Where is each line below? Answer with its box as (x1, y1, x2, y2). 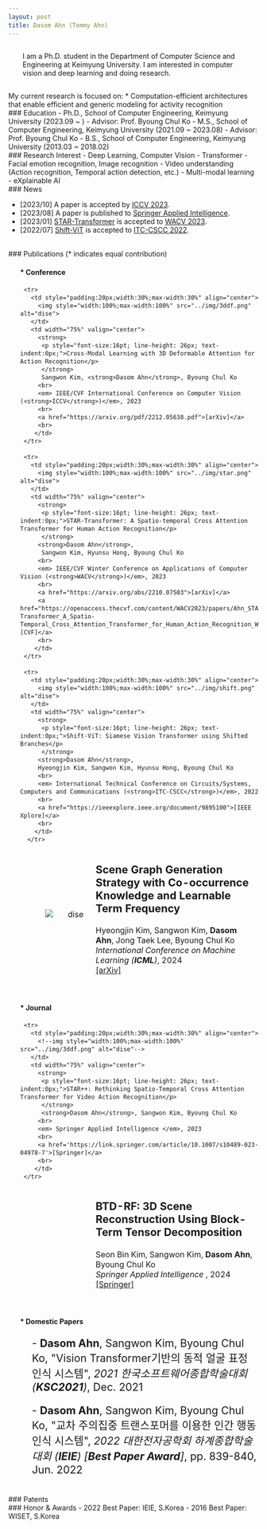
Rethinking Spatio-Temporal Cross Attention (95, 1085, 245, 1093)
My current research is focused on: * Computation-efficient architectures (8, 92, 248, 101)
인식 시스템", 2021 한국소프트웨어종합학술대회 (31, 1366, 248, 1380)
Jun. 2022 (31, 1463, 83, 1477)
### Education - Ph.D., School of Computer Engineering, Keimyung (8, 108, 229, 118)
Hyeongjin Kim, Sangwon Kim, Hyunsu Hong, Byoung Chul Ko (37, 764, 234, 772)
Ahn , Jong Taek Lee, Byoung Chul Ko (95, 935, 235, 946)
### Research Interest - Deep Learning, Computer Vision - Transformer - (8, 151, 248, 160)
